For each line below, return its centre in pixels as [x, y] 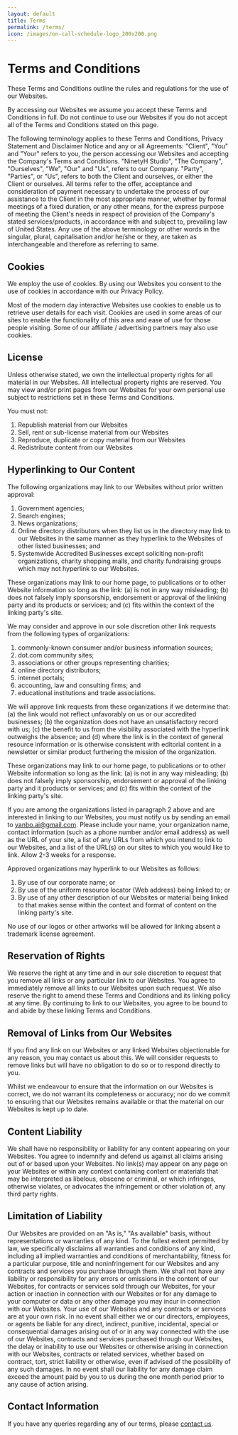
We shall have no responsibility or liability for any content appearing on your [119, 1149]
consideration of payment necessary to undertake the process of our [108, 192]
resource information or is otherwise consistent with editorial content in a [114, 744]
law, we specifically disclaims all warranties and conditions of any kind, [111, 1248]
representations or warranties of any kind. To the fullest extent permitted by [118, 1240]
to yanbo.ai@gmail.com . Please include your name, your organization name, [119, 824]
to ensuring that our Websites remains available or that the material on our [116, 1102]
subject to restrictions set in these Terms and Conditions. [91, 397]
